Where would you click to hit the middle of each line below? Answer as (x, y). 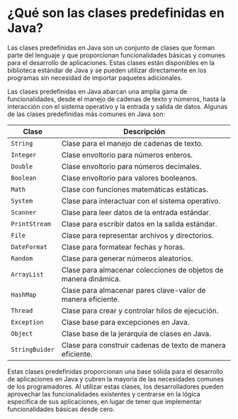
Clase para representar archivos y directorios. (137, 235)
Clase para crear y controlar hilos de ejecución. (140, 311)
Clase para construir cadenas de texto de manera (143, 345)
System (22, 201)
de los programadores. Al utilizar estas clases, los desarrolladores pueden (115, 386)
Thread (22, 310)
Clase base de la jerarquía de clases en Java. (136, 333)
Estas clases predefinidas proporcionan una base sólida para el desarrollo (115, 371)
